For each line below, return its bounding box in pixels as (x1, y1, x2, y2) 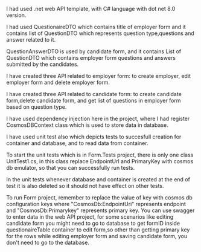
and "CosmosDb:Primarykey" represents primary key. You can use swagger (6, 207, 195, 214)
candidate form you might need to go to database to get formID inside (6, 220, 180, 227)
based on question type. (6, 103, 67, 111)
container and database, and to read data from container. (6, 140, 149, 147)
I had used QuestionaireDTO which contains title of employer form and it (6, 24, 186, 30)
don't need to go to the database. (6, 239, 89, 246)
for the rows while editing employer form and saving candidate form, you (6, 233, 188, 239)
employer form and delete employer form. (6, 79, 110, 86)
